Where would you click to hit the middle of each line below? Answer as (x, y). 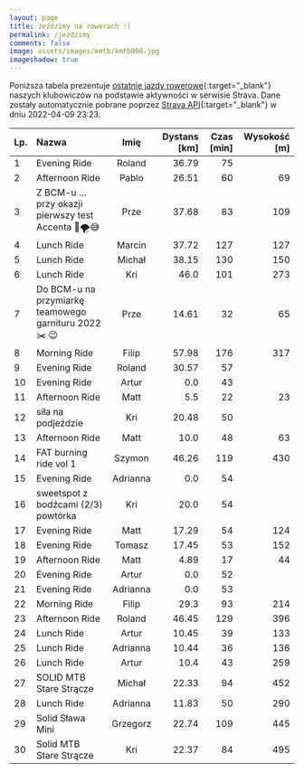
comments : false (40, 43)
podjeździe (60, 423)
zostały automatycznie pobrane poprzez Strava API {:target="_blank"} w (143, 104)
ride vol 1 (56, 464)
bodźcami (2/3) (69, 504)
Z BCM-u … (62, 193)
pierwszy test (65, 215)
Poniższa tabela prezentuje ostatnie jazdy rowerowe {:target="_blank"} (140, 85)
